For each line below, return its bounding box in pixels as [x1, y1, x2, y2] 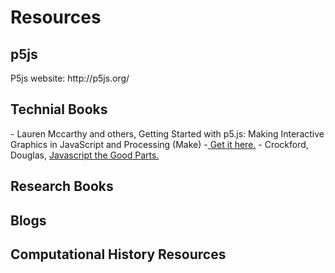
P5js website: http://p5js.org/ [10, 72, 130, 84]
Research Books [10, 178, 114, 195]
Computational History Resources [10, 246, 227, 263]
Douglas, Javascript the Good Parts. [10, 149, 160, 161]
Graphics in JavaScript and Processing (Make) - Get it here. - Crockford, [10, 138, 309, 150]
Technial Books [10, 101, 108, 118]
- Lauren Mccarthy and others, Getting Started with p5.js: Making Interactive [10, 127, 325, 140]
